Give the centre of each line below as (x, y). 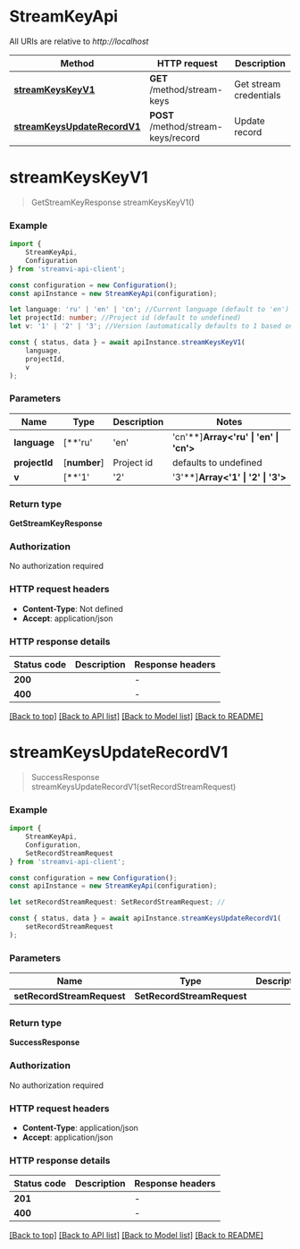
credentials (257, 95)
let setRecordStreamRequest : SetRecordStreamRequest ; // (117, 902)
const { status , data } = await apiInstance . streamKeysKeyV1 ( (127, 343)
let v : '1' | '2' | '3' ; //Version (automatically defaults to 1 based (145, 327)
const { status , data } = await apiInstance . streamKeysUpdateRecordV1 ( (145, 919)
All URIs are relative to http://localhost (79, 41)
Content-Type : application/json (80, 1127)
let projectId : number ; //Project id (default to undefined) (125, 318)
